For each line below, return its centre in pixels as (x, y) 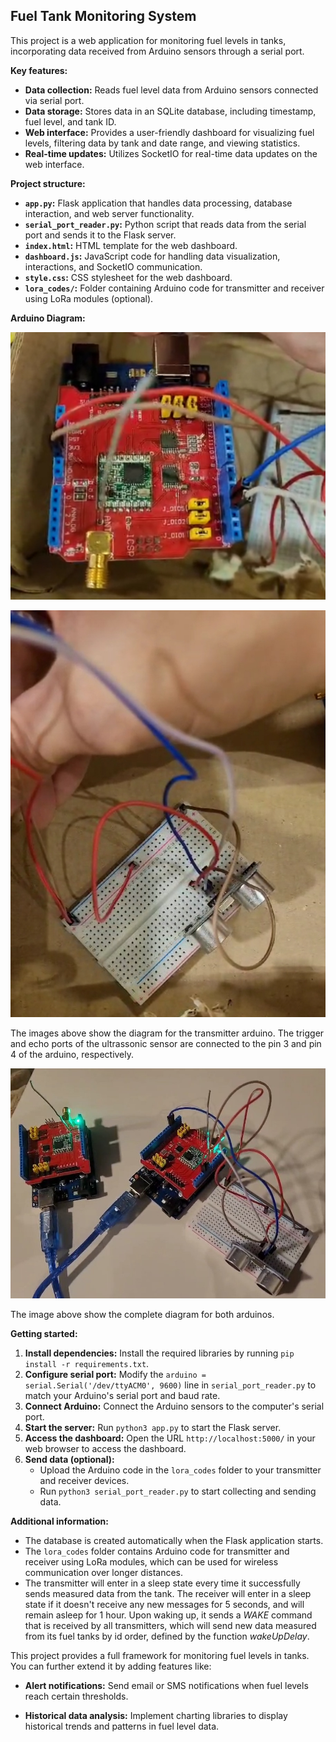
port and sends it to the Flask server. (100, 235)
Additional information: (60, 1521)
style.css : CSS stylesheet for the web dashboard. (128, 277)
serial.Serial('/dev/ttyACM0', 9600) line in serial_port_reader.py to (170, 1385)
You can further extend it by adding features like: (111, 1666)
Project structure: (48, 183)
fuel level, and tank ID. (70, 121)
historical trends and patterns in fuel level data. (122, 1726)
